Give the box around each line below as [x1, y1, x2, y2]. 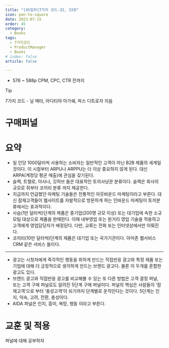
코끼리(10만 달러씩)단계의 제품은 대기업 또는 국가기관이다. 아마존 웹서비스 [12, 235, 156, 241]
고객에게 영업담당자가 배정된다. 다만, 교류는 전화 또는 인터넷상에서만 [12, 222, 146, 228]
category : [5, 26, 26, 31]
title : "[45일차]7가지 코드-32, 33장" [5, 7, 79, 13]
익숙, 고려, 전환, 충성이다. [19, 294, 69, 300]
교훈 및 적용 [5, 320, 50, 331]
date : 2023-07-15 [5, 17, 42, 22]
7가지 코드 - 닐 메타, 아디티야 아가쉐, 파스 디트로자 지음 [5, 98, 113, 104]
